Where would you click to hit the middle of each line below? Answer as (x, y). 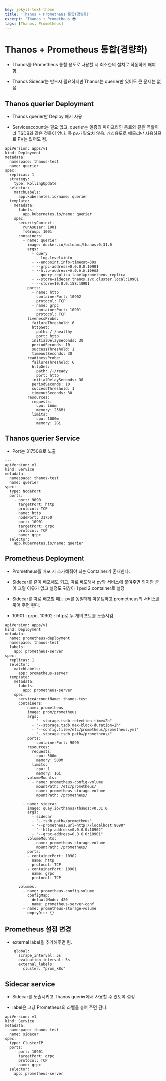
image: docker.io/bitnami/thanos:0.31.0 (70, 245)
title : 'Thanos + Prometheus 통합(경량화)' (48, 14)
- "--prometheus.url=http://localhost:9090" (79, 825)
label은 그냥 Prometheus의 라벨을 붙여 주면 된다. (60, 1007)
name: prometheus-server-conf (63, 904)
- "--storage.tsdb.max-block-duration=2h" (76, 725)
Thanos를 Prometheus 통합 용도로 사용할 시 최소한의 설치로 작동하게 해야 (84, 65)
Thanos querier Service (42, 439)
